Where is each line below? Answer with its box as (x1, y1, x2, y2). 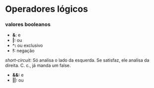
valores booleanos (5, 21, 51, 28)
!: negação (12, 48, 35, 54)
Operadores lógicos (5, 3, 88, 15)
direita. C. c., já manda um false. (5, 62, 71, 68)
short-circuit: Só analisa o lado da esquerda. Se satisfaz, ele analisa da (5, 58, 150, 63)
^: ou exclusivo (12, 43, 43, 49)
